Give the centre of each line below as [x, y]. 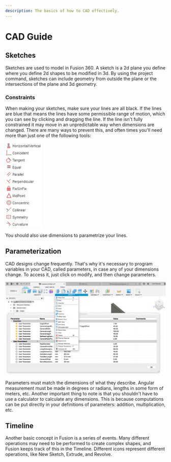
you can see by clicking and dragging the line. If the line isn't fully [74, 119]
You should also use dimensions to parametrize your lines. [66, 235]
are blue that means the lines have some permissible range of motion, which [85, 114]
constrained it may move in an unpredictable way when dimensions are [80, 125]
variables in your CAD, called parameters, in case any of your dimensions [82, 269]
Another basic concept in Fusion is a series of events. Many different [77, 438]
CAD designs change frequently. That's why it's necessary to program [79, 263]
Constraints [20, 97]
